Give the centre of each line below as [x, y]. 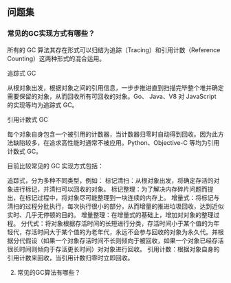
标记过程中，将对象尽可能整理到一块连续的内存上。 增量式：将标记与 [122, 197]
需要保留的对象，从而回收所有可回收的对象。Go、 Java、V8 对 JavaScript [112, 96]
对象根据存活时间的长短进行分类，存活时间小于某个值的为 [132, 223]
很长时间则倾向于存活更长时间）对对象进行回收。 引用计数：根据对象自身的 [113, 249]
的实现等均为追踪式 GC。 [43, 104]
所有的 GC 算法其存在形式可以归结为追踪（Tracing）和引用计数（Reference [114, 49]
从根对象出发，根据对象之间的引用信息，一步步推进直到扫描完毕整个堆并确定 [115, 87]
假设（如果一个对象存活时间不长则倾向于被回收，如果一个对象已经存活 [124, 240]
